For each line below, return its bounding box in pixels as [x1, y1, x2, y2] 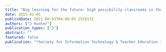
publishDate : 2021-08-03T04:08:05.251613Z [5, 16, 94, 21]
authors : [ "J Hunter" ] [5, 21, 52, 26]
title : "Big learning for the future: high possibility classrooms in [5, 7, 154, 12]
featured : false [5, 35, 39, 40]
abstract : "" [5, 30, 32, 35]
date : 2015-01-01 [5, 12, 41, 17]
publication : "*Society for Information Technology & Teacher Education [5, 40, 158, 45]
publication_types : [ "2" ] [5, 26, 58, 31]
